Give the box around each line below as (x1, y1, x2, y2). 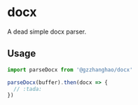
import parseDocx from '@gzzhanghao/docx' (7, 66, 133, 73)
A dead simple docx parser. (7, 27, 86, 36)
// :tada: (13, 85, 42, 92)
